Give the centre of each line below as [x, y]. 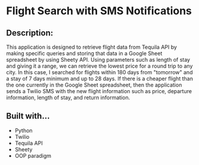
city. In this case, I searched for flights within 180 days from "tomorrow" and [99, 72]
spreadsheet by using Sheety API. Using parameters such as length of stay [98, 60]
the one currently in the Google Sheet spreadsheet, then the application [94, 85]
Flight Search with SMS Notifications [99, 11]
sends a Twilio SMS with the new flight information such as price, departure [99, 91]
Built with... [28, 116]
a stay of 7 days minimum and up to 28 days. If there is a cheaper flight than [100, 79]
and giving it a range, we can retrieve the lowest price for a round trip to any [99, 66]
